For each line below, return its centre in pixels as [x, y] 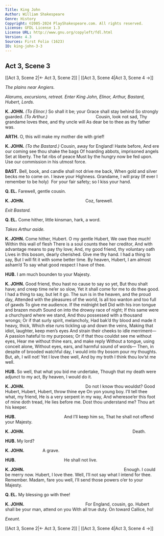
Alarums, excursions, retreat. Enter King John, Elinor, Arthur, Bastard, [75, 97]
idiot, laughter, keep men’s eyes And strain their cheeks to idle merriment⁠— [81, 331]
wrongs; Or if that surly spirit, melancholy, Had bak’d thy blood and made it [81, 321]
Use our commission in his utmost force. [46, 162]
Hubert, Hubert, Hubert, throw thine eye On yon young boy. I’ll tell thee [76, 392]
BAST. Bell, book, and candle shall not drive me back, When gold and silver [81, 171]
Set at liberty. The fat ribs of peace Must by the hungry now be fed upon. [79, 157]
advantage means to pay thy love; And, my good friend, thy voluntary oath [80, 249]
